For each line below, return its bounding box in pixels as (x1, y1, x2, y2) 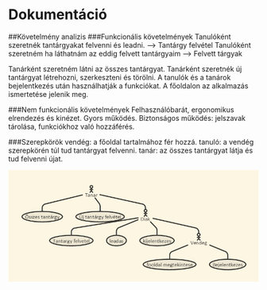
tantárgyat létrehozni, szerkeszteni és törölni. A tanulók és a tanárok (8, 72, 231, 82)
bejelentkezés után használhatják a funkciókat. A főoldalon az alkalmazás (8, 81, 249, 91)
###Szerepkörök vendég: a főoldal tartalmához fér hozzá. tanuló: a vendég (8, 137, 254, 146)
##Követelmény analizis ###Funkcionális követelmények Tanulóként (8, 32, 232, 41)
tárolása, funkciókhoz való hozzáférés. (8, 122, 135, 131)
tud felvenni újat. (8, 153, 64, 164)
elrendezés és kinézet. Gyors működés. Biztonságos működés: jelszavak (8, 113, 246, 122)
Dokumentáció (8, 6, 107, 24)
